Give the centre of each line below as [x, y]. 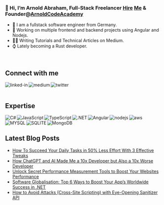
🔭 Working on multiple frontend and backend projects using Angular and [85, 30]
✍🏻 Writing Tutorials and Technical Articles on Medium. [68, 41]
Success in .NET [29, 187]
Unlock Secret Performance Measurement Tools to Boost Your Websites [85, 171]
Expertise [20, 106]
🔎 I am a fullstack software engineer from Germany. [65, 25]
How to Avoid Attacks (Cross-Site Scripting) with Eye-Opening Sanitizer [85, 192]
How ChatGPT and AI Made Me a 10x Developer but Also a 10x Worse [83, 161]
